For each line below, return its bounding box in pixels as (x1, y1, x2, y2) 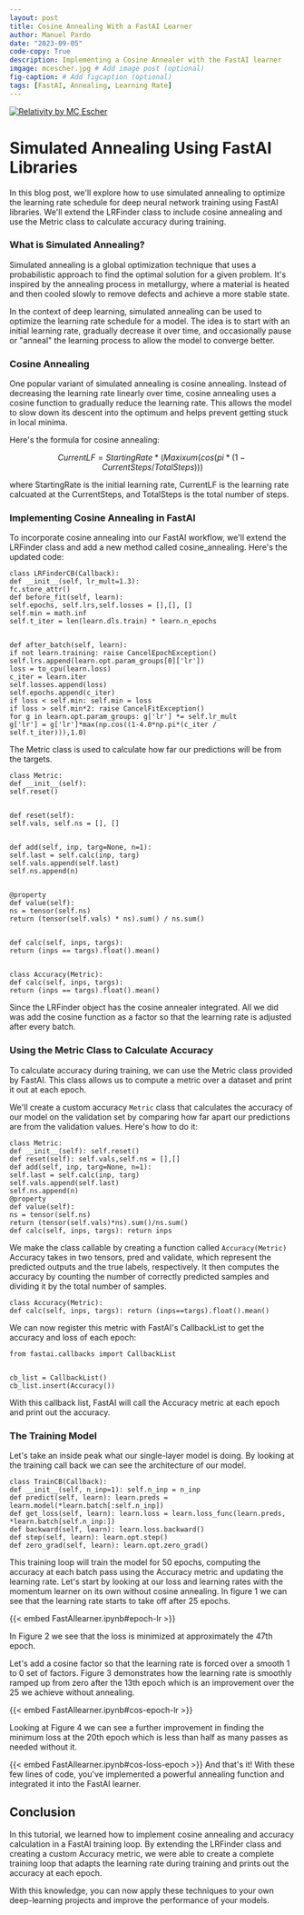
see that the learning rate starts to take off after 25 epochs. (9, 1596, 231, 1607)
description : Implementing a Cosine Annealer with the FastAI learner (9, 55, 282, 65)
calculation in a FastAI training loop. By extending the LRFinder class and (9, 1838, 282, 1850)
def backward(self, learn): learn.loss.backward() (9, 1525, 205, 1534)
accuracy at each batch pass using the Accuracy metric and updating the (9, 1567, 284, 1578)
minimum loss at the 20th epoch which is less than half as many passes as (9, 1732, 289, 1743)
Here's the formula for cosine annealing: (9, 434, 161, 445)
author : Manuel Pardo (9, 30, 92, 39)
